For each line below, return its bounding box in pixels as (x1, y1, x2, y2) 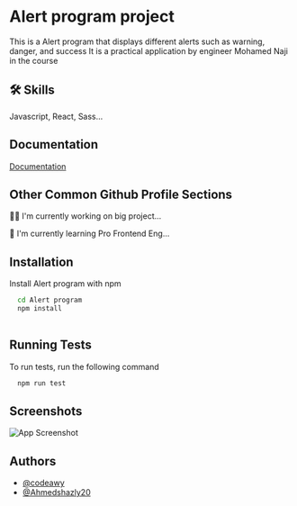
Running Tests (9, 338, 92, 353)
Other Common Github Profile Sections (9, 186, 232, 202)
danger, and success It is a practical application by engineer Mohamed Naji (9, 45, 288, 56)
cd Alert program (17, 295, 83, 305)
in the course (9, 55, 58, 66)
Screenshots (9, 403, 83, 419)
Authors (9, 453, 57, 469)
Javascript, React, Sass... (9, 111, 103, 122)
